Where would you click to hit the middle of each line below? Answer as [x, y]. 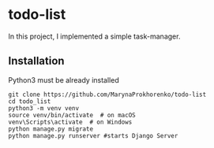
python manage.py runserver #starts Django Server [93, 135]
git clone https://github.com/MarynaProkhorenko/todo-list [107, 94]
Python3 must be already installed [64, 80]
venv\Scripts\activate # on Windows [70, 122]
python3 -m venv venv [44, 108]
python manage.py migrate [51, 129]
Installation [36, 61]
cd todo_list [30, 101]
